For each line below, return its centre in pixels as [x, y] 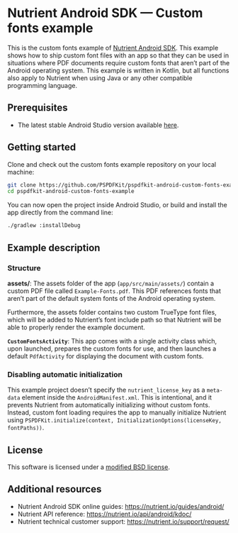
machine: [21, 172]
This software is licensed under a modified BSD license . [89, 467]
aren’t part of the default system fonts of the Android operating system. [112, 298]
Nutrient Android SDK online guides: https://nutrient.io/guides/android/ [121, 506]
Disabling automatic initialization [65, 374]
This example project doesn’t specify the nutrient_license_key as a [106, 390]
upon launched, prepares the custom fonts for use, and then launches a [112, 348]
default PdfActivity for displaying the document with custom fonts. [106, 356]
